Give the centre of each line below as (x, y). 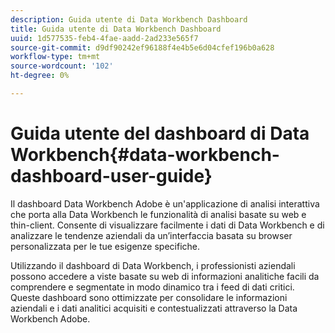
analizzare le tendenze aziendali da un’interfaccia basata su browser (151, 235)
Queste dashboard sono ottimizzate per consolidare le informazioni (149, 297)
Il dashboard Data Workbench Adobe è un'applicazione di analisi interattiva (165, 203)
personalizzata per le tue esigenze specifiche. (105, 246)
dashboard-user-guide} (111, 176)
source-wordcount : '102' (62, 66)
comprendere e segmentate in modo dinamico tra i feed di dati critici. (152, 287)
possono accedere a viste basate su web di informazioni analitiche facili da (165, 276)
